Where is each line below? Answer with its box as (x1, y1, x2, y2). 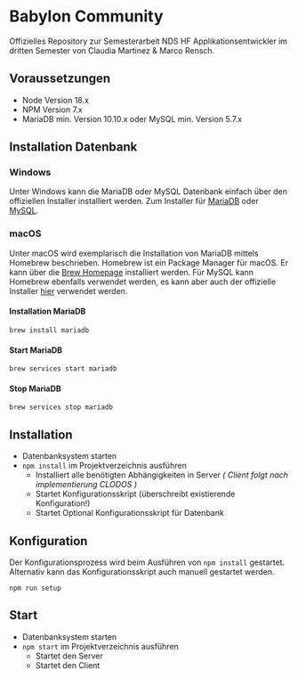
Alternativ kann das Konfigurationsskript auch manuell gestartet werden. (9, 566, 275, 576)
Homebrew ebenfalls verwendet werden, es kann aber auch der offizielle (9, 276, 277, 287)
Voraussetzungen (9, 71, 111, 86)
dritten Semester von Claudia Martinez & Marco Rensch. (9, 45, 215, 55)
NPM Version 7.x (21, 104, 83, 115)
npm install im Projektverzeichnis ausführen (21, 461, 187, 471)
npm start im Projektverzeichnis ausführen (21, 641, 180, 651)
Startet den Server (35, 650, 104, 661)
